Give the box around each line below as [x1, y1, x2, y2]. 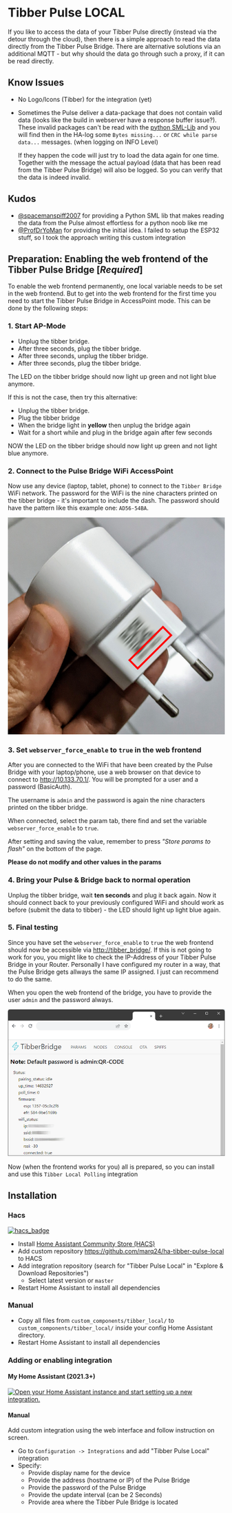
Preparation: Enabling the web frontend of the [8, 253, 209, 264]
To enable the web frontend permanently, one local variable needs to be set [8, 282, 223, 291]
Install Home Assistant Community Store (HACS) [17, 1240, 156, 1248]
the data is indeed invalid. [17, 173, 91, 181]
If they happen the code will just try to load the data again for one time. [17, 151, 220, 159]
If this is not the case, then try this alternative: [8, 393, 138, 401]
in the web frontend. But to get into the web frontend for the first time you [8, 289, 216, 298]
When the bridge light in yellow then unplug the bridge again [17, 421, 191, 429]
